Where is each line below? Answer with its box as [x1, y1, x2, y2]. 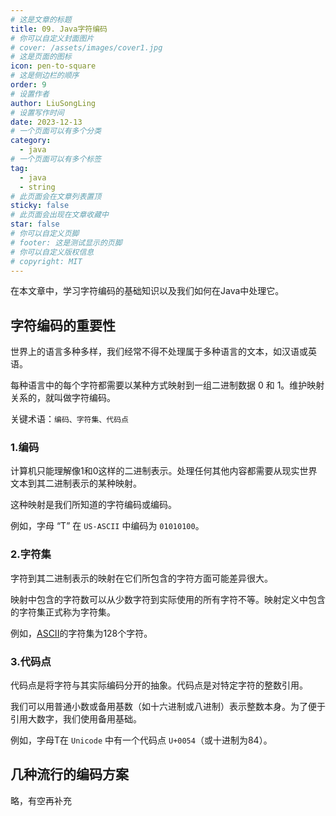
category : [10, 136, 52, 146]
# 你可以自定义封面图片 [10, 33, 95, 43]
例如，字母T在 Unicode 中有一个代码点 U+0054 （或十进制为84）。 [10, 734, 273, 746]
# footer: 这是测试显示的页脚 [10, 237, 123, 248]
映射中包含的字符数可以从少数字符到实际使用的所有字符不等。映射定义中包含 [10, 593, 326, 605]
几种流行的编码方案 [10, 766, 129, 783]
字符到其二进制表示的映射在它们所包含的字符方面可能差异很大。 [10, 572, 273, 584]
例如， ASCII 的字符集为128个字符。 [10, 627, 153, 639]
